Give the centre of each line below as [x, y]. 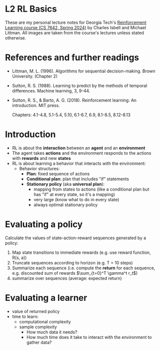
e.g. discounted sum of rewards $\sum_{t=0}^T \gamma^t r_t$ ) [75, 273]
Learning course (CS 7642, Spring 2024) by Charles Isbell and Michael [76, 27]
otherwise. [16, 38]
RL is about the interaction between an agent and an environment [79, 148]
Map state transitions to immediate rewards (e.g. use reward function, [81, 252]
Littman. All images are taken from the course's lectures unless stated [74, 33]
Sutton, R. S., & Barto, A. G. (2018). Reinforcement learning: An [74, 100]
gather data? [39, 342]
